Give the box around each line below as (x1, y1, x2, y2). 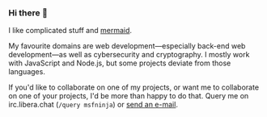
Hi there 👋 (8, 7, 49, 19)
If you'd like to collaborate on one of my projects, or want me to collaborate (8, 82, 260, 92)
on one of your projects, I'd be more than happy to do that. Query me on (8, 91, 249, 101)
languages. (8, 67, 46, 77)
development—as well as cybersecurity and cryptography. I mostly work (8, 50, 250, 60)
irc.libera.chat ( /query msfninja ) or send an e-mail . (8, 100, 178, 110)
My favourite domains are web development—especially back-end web (8, 41, 246, 51)
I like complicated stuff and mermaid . (8, 26, 132, 36)
